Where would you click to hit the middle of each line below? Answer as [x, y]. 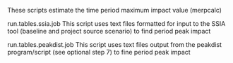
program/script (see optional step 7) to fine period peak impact [99, 52]
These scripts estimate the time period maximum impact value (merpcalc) [115, 10]
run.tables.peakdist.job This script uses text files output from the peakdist [115, 44]
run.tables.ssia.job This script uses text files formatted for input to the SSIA [116, 23]
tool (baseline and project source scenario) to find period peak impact [109, 31]
